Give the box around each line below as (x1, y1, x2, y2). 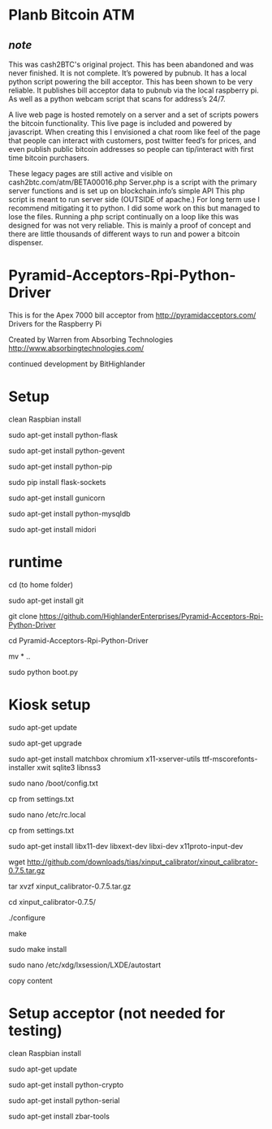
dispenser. (8, 238, 44, 247)
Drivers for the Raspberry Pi (8, 318, 102, 328)
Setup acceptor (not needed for (8, 1004, 226, 1023)
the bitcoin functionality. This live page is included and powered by (8, 119, 233, 128)
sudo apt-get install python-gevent (8, 445, 125, 456)
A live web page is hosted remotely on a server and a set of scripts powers (8, 110, 259, 119)
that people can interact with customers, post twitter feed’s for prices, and (8, 136, 257, 145)
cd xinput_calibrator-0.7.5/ (8, 897, 96, 906)
